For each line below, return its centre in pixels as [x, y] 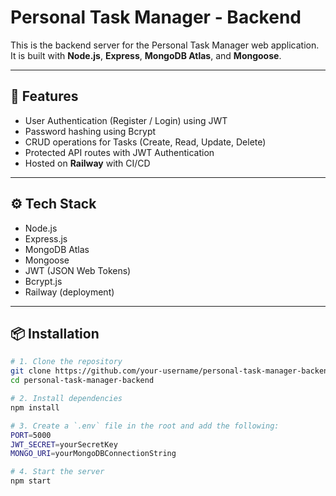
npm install [35, 407]
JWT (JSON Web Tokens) [78, 270]
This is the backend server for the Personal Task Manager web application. [165, 45]
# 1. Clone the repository [66, 362]
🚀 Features [44, 96]
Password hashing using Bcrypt [90, 131]
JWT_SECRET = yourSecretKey [64, 444]
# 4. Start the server [57, 472]
